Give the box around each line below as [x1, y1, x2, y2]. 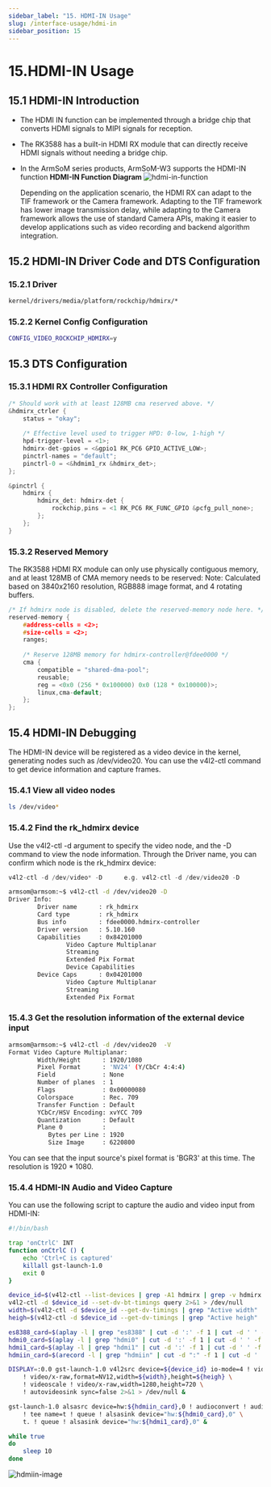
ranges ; [23, 636, 48, 644]
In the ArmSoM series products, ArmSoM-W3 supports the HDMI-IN [19, 163, 247, 174]
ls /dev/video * [8, 803, 60, 811]
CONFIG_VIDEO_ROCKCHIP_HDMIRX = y [8, 335, 117, 343]
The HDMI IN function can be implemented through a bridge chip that [19, 115, 252, 125]
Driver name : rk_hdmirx [37, 903, 139, 911]
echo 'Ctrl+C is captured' [23, 1254, 114, 1262]
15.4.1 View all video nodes [8, 784, 115, 796]
